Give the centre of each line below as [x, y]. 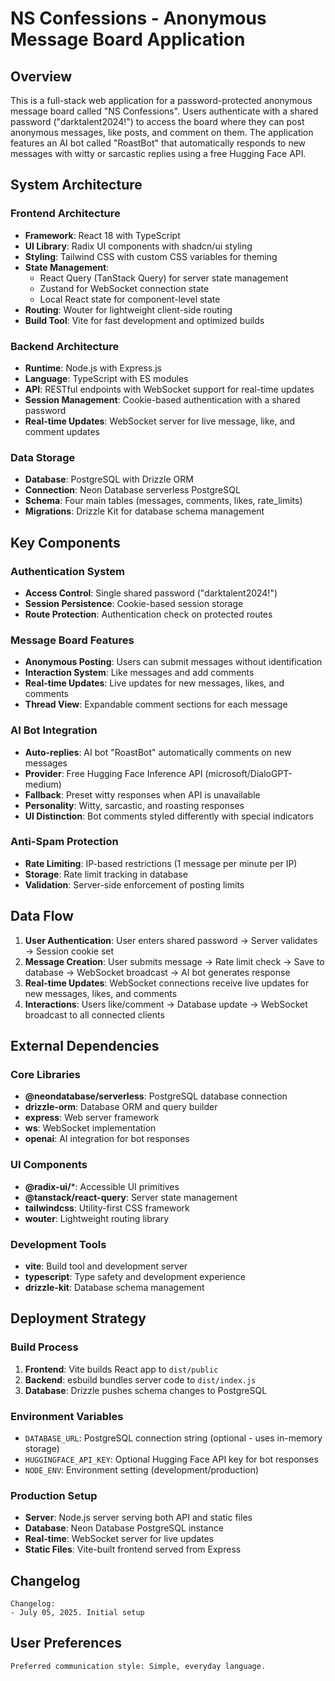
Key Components [65, 542]
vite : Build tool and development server [106, 1266]
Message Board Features [72, 640]
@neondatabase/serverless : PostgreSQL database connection [156, 1096]
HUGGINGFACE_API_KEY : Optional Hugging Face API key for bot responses [171, 1459]
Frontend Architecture [65, 214]
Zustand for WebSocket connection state [124, 288]
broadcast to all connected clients [94, 1014]
